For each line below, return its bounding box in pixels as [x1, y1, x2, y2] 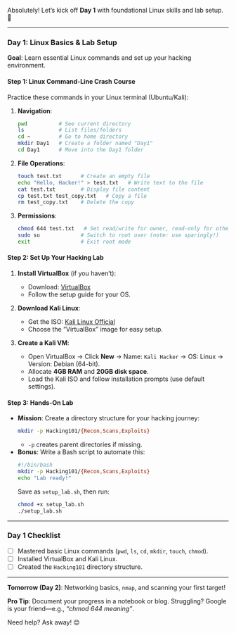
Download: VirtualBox [27, 283, 91, 292]
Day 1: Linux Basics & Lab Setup [7, 37, 117, 47]
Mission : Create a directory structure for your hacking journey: [17, 414, 200, 422]
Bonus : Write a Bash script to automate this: [17, 448, 145, 456]
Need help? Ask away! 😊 [7, 618, 80, 627]
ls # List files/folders [17, 127, 122, 134]
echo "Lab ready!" [17, 475, 72, 482]
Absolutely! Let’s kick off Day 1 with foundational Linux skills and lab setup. [7, 6, 223, 14]
